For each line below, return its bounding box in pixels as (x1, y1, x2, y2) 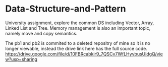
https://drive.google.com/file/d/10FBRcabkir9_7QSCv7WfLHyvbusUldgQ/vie (5, 51, 163, 57)
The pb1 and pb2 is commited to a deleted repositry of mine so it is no (5, 40, 150, 46)
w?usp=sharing (5, 56, 38, 62)
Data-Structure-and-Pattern (5, 3, 126, 15)
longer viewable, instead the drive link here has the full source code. (5, 45, 147, 51)
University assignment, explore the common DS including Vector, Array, (5, 20, 154, 26)
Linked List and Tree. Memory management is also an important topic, (5, 25, 151, 31)
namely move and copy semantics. (5, 30, 78, 36)
